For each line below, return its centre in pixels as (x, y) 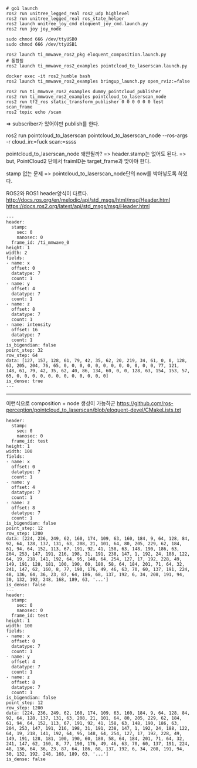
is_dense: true (25, 381)
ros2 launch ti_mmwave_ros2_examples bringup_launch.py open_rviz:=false (98, 81)
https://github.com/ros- (145, 403)
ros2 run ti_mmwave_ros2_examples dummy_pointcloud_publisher (84, 91)
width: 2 (17, 253)
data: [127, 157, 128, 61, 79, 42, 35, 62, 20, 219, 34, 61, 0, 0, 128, (97, 361)
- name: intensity (28, 325)
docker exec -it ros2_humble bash (48, 76)
